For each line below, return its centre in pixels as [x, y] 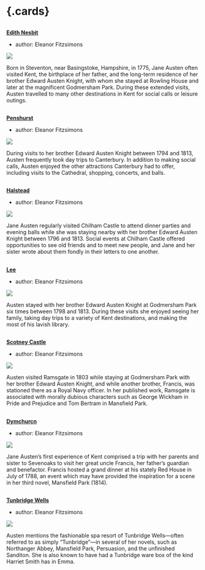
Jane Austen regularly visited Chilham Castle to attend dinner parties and [99, 226]
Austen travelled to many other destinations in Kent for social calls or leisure [102, 94]
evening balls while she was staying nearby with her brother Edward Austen [102, 232]
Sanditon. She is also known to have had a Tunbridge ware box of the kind [100, 555]
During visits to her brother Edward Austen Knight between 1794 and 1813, [100, 153]
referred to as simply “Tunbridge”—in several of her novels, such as [92, 542]
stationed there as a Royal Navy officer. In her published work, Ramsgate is [101, 390]
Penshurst [20, 118]
